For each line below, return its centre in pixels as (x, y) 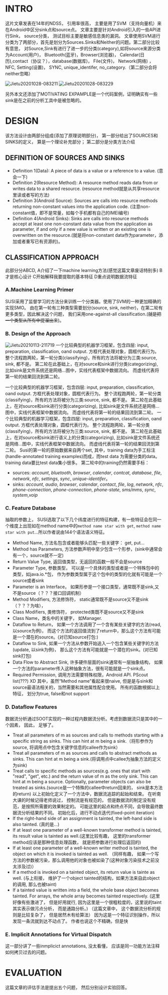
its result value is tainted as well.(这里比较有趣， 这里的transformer (81, 836)
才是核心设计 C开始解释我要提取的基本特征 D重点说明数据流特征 (71, 277)
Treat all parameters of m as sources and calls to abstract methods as (85, 753)
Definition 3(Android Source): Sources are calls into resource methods (85, 200)
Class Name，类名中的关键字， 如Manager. (57, 618)
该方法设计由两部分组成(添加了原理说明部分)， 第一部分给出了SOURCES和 (81, 135)
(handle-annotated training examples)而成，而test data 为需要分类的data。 (82, 457)
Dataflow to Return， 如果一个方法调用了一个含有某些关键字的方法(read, (87, 624)
